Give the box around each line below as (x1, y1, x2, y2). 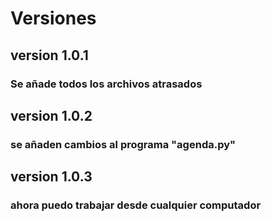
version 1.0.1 (10, 47, 89, 64)
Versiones (10, 7, 97, 30)
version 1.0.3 (10, 168, 93, 186)
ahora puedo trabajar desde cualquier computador (10, 198, 262, 212)
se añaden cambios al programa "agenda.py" (10, 137, 237, 151)
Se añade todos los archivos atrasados (10, 77, 203, 91)
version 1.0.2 (10, 107, 93, 124)
